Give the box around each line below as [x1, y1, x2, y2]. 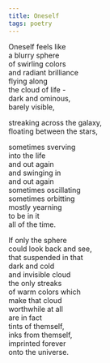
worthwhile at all [8, 304, 63, 314]
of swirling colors [8, 58, 66, 69]
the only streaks [8, 278, 62, 288]
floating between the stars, [8, 126, 99, 136]
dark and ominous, [8, 93, 71, 103]
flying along [8, 76, 49, 86]
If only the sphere [8, 235, 67, 245]
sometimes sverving [8, 142, 76, 152]
